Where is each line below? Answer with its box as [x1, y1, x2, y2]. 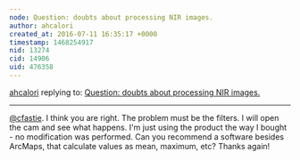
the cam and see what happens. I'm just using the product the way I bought [9, 122, 287, 132]
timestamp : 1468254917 [9, 37, 94, 47]
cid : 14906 [9, 54, 50, 63]
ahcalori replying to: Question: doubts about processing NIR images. [9, 86, 261, 98]
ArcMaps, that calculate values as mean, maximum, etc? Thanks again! [9, 140, 271, 151]
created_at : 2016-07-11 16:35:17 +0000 [9, 29, 158, 38]
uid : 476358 [9, 63, 54, 72]
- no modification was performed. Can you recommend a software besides [9, 131, 284, 142]
